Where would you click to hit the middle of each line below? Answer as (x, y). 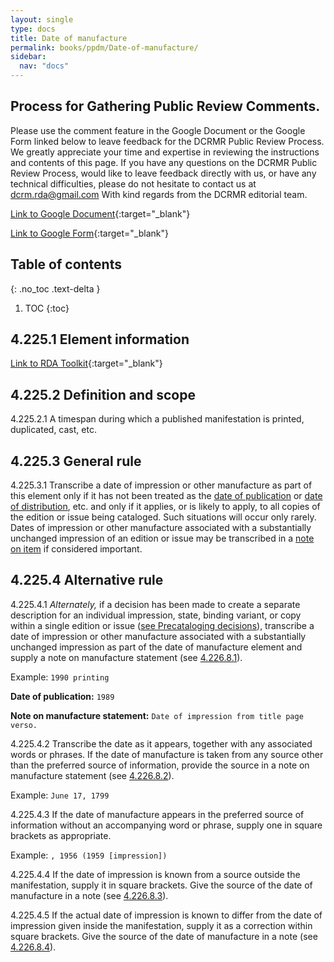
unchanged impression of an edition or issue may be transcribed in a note (162, 538)
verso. (24, 725)
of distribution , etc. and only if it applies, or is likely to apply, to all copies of (165, 507)
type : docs (33, 29)
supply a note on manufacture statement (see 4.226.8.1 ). (126, 657)
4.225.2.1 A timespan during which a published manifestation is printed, (157, 419)
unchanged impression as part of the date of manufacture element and (156, 647)
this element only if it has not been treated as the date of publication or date (166, 496)
